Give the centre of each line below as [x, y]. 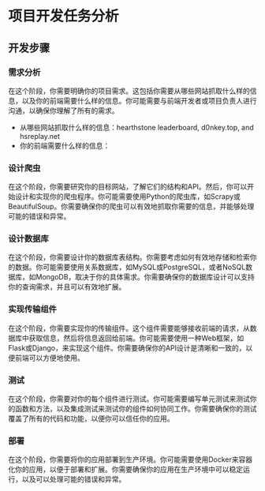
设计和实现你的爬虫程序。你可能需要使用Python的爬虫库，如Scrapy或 [127, 197]
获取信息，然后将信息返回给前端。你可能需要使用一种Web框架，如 [136, 338]
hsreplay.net [40, 136]
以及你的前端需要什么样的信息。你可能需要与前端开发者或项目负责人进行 [139, 100]
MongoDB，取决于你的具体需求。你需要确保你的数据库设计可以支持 [145, 277]
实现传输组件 [33, 309]
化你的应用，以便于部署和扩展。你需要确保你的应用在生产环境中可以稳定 [125, 470]
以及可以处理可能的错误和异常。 [74, 479]
